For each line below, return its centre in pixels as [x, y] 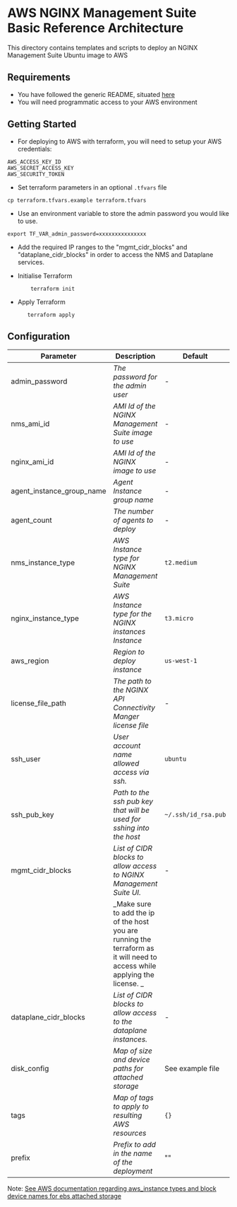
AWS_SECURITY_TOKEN [36, 174]
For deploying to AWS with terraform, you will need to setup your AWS [120, 141]
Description [135, 357]
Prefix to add [134, 1145]
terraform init [53, 289]
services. [31, 262]
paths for [128, 1068]
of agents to [133, 520]
